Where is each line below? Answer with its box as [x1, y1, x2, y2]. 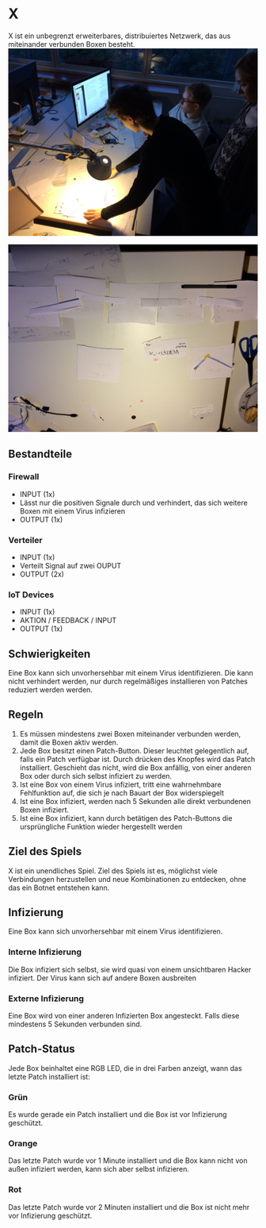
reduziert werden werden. [8, 685, 93, 695]
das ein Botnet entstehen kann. [8, 883, 110, 892]
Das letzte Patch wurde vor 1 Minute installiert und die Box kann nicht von [8, 1156, 248, 1165]
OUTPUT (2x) [19, 569, 65, 579]
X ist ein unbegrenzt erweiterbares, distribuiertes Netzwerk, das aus [8, 31, 231, 40]
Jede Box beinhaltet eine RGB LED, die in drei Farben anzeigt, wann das [8, 1063, 243, 1072]
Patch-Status [8, 1042, 75, 1056]
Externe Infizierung [8, 993, 85, 1004]
